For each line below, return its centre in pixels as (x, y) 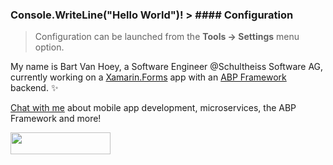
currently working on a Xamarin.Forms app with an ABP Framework (148, 77)
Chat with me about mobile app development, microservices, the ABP (153, 108)
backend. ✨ (34, 88)
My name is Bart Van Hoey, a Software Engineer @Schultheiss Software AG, (167, 67)
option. (49, 47)
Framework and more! (56, 119)
